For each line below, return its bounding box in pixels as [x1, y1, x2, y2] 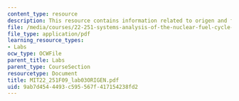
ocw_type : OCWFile [7, 51, 62, 58]
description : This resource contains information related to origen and [7, 17, 228, 24]
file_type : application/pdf [7, 30, 91, 38]
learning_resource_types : [7, 37, 84, 44]
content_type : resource [7, 10, 78, 18]
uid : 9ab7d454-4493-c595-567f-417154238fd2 [7, 83, 139, 90]
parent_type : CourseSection [7, 63, 91, 70]
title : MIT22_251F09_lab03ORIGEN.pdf [7, 76, 119, 84]
